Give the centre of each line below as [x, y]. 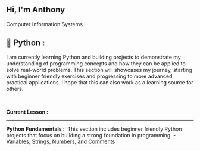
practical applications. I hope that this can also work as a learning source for [100, 82]
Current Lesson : [27, 112]
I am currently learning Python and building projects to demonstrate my [94, 57]
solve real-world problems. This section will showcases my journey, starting [99, 70]
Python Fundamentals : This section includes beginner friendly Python [94, 129]
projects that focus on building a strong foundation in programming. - [91, 135]
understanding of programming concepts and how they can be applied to [96, 63]
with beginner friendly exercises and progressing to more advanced [89, 76]
